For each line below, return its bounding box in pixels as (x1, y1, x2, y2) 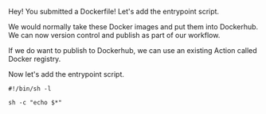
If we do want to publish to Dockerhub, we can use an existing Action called (8, 46, 257, 55)
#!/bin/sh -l (8, 85, 52, 93)
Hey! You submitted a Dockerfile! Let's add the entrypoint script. (8, 7, 220, 16)
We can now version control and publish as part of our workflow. (8, 31, 221, 40)
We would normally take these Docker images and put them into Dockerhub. (8, 22, 259, 31)
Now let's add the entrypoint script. (8, 70, 125, 78)
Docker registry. (8, 55, 61, 63)
